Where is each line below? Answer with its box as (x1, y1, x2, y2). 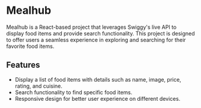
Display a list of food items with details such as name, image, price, (14, 76, 182, 83)
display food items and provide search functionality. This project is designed (6, 29, 195, 37)
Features (6, 60, 40, 70)
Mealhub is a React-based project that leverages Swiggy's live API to (6, 23, 177, 31)
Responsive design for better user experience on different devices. (14, 95, 181, 102)
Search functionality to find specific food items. (14, 88, 133, 96)
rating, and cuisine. (14, 82, 63, 89)
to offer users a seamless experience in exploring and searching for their (6, 36, 186, 43)
